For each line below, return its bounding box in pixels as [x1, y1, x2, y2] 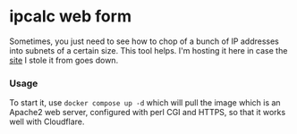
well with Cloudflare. [9, 116, 85, 127]
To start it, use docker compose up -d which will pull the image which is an [9, 97, 281, 108]
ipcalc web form [9, 6, 132, 27]
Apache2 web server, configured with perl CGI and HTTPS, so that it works [9, 107, 286, 118]
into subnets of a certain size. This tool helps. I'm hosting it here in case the [9, 45, 288, 55]
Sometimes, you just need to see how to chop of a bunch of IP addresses [9, 36, 279, 46]
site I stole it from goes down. [9, 54, 119, 65]
